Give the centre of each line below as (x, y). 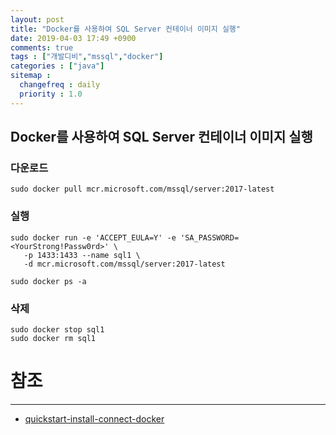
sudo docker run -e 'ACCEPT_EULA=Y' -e (93, 237)
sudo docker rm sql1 (53, 338)
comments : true (42, 47)
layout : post (37, 19)
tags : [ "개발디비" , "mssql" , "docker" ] (87, 57)
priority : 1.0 (51, 94)
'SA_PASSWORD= (210, 237)
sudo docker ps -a (48, 281)
